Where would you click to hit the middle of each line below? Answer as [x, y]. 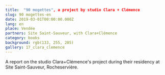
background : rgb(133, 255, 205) [39, 43]
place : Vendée [20, 29]
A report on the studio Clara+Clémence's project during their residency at [82, 61]
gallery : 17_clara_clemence [35, 47]
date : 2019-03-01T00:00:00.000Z [39, 19]
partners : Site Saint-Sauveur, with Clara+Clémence [61, 33]
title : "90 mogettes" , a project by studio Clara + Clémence [73, 10]
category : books [22, 38]
